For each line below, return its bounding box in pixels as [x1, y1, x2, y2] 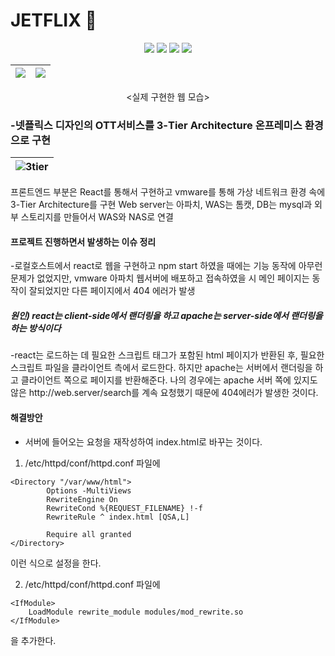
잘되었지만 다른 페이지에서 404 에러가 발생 [28, 285, 196, 297]
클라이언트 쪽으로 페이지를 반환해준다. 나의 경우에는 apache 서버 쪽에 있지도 [20, 374, 318, 386]
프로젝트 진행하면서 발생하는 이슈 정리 [10, 235, 157, 248]
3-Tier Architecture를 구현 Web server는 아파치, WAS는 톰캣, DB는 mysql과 [10, 199, 313, 211]
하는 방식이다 [10, 322, 62, 334]
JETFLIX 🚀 [10, 9, 97, 32]
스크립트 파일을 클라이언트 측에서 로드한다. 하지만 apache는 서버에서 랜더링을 [10, 362, 313, 374]
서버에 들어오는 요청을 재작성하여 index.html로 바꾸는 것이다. [24, 435, 263, 448]
